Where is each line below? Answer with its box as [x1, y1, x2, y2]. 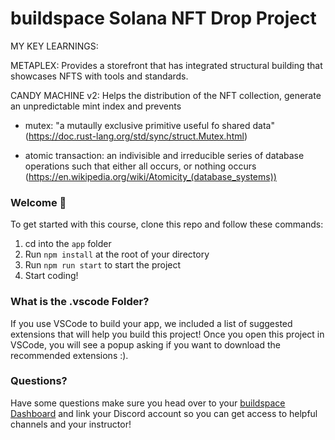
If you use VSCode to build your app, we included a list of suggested [10, 317, 293, 329]
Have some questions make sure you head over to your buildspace [10, 397, 286, 409]
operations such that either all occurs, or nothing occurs [24, 160, 257, 172]
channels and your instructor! [10, 418, 132, 430]
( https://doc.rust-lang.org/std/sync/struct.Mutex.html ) [24, 130, 248, 142]
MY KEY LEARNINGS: [10, 40, 99, 52]
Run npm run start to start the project [24, 259, 182, 271]
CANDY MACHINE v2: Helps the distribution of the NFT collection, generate [10, 89, 322, 101]
